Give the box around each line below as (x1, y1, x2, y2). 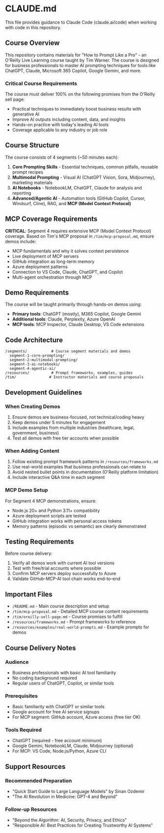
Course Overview (5, 39, 60, 47)
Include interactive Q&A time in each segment (12, 474, 105, 480)
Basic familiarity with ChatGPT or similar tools (12, 704, 105, 710)
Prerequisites (5, 692, 38, 699)
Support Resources (5, 762, 66, 771)
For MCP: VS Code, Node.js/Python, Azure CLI (12, 748, 107, 754)
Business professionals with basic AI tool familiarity (12, 669, 116, 676)
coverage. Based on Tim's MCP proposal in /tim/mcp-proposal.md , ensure (5, 233, 154, 239)
